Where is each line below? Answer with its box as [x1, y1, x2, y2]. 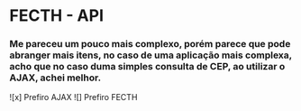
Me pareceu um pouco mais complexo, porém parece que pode [9, 38, 291, 51]
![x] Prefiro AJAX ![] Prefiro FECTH [9, 92, 138, 103]
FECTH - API [9, 5, 105, 26]
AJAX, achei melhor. [9, 71, 102, 84]
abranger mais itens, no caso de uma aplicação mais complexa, [9, 49, 293, 61]
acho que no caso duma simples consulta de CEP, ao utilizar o [9, 60, 286, 73]
